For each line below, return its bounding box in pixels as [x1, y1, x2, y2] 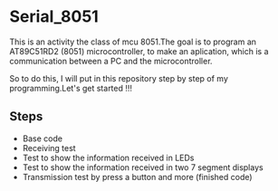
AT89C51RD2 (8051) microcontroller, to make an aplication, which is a [9, 45, 269, 56]
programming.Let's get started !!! [9, 82, 133, 93]
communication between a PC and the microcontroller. [9, 55, 213, 66]
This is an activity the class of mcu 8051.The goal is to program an [9, 36, 256, 47]
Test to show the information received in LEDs [22, 152, 195, 163]
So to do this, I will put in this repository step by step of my [9, 72, 229, 83]
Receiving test [22, 142, 76, 153]
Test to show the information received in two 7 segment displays [22, 161, 264, 173]
